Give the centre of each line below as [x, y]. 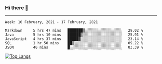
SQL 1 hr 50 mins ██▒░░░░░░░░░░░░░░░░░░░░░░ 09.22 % [74, 43]
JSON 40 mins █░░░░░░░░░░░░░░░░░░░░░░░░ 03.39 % [74, 48]
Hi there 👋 [17, 8]
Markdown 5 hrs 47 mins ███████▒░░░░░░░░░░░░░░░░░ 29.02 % [74, 31]
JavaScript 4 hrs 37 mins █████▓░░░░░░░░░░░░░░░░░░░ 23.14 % [74, 39]
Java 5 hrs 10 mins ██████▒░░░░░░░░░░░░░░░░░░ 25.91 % [74, 35]
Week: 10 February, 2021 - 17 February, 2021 [51, 22]
